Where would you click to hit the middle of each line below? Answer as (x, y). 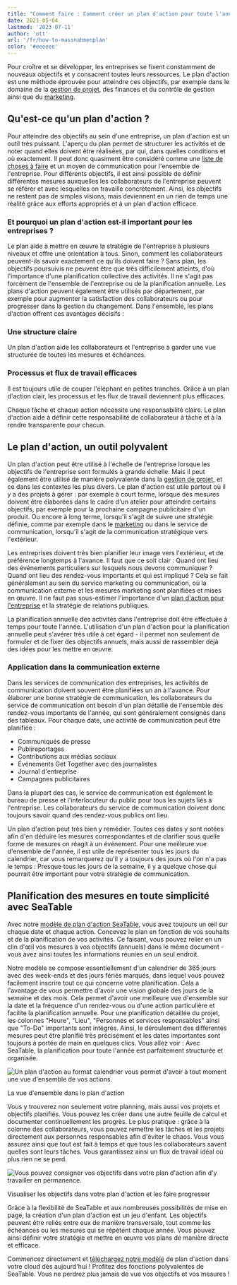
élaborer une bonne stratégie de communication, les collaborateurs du (110, 697)
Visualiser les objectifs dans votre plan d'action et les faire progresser (109, 1194)
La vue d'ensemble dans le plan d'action (66, 1093)
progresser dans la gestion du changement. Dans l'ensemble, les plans (110, 306)
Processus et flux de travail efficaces (72, 373)
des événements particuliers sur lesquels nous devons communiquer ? (110, 568)
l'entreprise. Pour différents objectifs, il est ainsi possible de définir (104, 173)
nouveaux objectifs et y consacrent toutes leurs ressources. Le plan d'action (119, 74)
